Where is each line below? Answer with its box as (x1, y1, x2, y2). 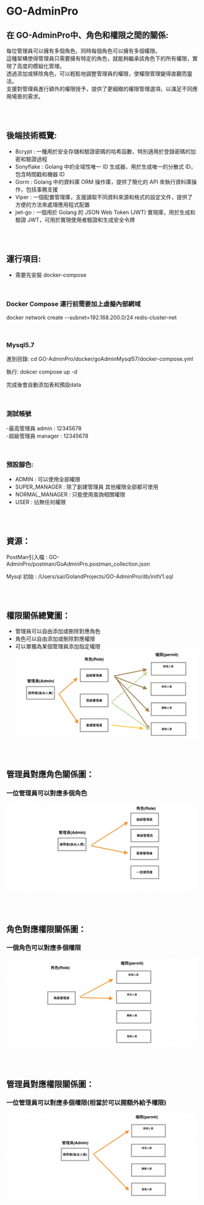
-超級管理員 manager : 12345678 (6, 432, 89, 439)
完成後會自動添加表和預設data (6, 381, 81, 388)
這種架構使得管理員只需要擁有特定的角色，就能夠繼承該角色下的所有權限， (6, 55, 192, 62)
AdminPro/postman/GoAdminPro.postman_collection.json (6, 560, 151, 568)
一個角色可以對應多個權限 (6, 944, 81, 952)
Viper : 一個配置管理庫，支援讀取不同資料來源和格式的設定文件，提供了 (15, 193, 193, 201)
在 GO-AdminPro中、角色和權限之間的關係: (6, 30, 169, 40)
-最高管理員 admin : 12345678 (6, 424, 82, 432)
